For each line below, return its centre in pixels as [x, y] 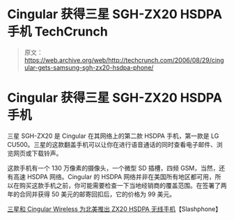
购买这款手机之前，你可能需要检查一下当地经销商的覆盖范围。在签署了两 [123, 185]
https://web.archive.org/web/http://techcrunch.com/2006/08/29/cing [124, 60]
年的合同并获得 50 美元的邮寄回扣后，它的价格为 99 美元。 [92, 194]
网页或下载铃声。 [38, 153]
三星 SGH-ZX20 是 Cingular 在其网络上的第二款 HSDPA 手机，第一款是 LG [113, 136]
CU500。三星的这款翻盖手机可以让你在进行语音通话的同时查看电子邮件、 [112, 144]
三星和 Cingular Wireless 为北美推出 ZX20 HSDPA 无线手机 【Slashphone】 [114, 209]
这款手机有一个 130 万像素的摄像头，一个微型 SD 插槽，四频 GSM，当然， [113, 168]
